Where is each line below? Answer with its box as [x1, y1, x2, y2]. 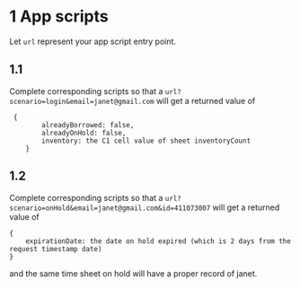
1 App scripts [9, 6, 110, 27]
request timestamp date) [9, 244, 102, 253]
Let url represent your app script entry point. [9, 36, 177, 47]
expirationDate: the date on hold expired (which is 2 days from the [25, 236, 292, 246]
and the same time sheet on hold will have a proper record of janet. [9, 267, 258, 279]
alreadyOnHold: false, [41, 128, 127, 137]
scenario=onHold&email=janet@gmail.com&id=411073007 [9, 204, 211, 213]
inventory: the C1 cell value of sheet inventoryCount [41, 136, 251, 145]
